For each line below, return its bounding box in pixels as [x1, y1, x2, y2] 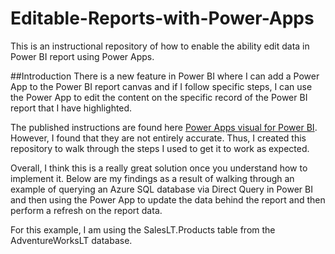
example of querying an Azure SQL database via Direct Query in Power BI [10, 183, 313, 195]
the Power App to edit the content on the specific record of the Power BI [10, 91, 308, 103]
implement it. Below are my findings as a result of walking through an [10, 172, 295, 184]
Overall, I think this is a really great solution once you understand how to [10, 162, 308, 174]
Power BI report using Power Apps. [10, 50, 155, 62]
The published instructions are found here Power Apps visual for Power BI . [10, 121, 318, 133]
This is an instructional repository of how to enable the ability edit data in [10, 40, 310, 52]
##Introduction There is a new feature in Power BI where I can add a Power [10, 70, 320, 82]
